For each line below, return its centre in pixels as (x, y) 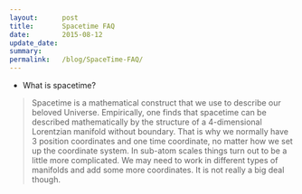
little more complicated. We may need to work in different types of (155, 160)
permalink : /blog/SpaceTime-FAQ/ (76, 60)
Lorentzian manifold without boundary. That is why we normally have (160, 131)
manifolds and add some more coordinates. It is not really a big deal (158, 170)
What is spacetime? (59, 85)
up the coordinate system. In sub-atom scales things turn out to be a (159, 151)
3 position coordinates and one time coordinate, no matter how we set (162, 141)
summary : (26, 51)
